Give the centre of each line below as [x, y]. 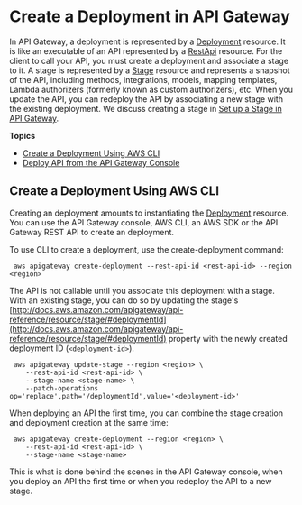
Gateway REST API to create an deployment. [92, 232]
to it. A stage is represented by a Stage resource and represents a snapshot [150, 70]
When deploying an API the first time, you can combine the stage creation [146, 413]
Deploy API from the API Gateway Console [101, 162]
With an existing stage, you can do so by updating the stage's [124, 300]
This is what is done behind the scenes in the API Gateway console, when [146, 472]
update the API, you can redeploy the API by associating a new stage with [146, 99]
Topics [23, 135]
